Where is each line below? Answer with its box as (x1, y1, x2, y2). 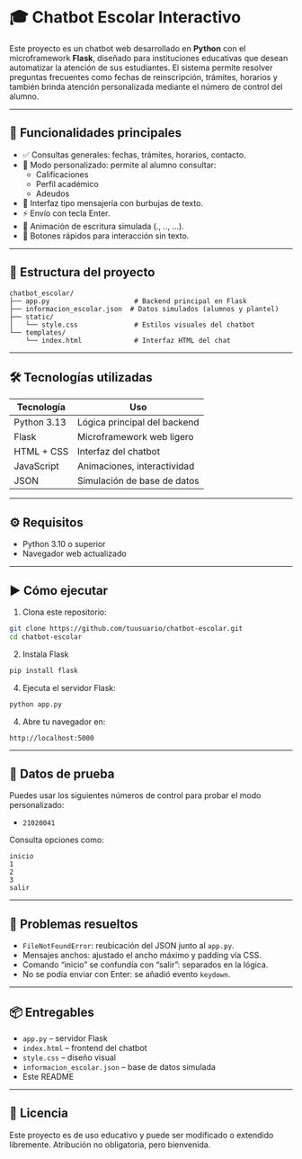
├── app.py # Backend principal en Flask (9, 296, 247, 306)
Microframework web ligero (76, 431, 194, 444)
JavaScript (13, 460, 60, 472)
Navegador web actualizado (22, 548, 128, 559)
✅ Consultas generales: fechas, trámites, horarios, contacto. (22, 149, 246, 160)
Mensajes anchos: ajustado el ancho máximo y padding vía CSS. (22, 950, 262, 961)
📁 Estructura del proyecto (9, 265, 155, 280)
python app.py (9, 699, 63, 709)
